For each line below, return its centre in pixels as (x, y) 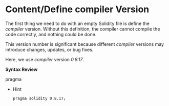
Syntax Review (22, 69)
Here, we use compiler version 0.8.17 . (45, 59)
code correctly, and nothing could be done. (51, 34)
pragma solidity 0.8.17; (39, 98)
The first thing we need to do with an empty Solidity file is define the (77, 23)
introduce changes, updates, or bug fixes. (49, 49)
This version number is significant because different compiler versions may (85, 44)
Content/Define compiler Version (77, 9)
